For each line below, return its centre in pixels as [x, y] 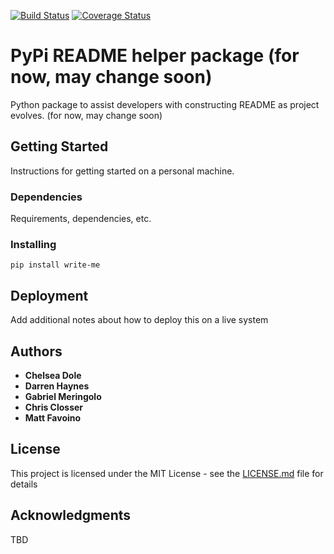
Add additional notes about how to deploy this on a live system [139, 320]
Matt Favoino [53, 417]
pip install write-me [55, 265]
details [24, 484]
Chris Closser [54, 407]
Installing [33, 244]
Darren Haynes [57, 386]
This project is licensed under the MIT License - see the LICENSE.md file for [167, 473]
